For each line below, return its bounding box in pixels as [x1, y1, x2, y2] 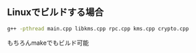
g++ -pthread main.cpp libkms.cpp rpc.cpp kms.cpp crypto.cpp [7, 25, 189, 32]
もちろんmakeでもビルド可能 [7, 39, 89, 47]
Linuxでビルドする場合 [7, 6, 104, 19]
